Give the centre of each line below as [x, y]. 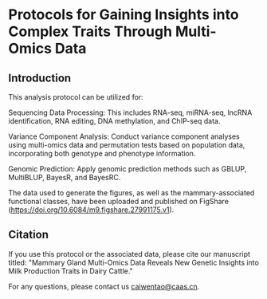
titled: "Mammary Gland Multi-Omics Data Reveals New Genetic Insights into [133, 262]
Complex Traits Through [90, 31]
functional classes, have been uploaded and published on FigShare [119, 201]
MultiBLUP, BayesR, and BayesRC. [65, 177]
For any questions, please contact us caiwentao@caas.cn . [104, 286]
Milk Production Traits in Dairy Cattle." [71, 271]
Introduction [40, 78]
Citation [29, 235]
